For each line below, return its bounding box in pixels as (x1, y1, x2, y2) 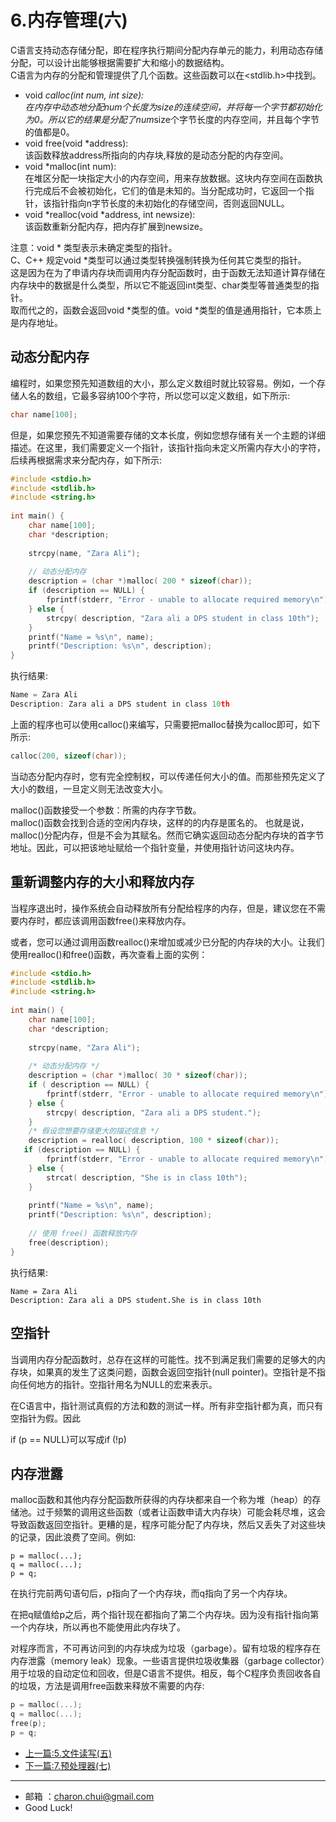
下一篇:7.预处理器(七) (24, 1759, 112, 1771)
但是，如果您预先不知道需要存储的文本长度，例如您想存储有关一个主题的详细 (10, 429, 326, 441)
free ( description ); (28, 1237, 110, 1248)
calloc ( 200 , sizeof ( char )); (10, 751, 128, 761)
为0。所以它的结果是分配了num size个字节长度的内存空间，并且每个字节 (24, 113, 320, 125)
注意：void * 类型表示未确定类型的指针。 (10, 241, 178, 253)
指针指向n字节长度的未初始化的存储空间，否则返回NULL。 (51, 197, 290, 209)
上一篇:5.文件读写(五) (24, 1747, 113, 1759)
